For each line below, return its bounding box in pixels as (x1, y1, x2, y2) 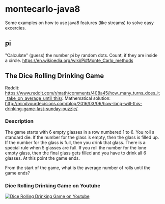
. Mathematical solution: (62, 95, 111, 101)
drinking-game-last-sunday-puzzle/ (5, 106, 78, 112)
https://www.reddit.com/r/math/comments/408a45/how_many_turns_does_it (5, 90, 160, 96)
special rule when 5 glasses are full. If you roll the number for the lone (5, 145, 146, 150)
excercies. (5, 25, 26, 30)
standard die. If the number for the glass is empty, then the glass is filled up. (5, 134, 159, 140)
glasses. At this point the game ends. (5, 155, 80, 161)
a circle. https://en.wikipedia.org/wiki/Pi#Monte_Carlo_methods (5, 58, 134, 63)
